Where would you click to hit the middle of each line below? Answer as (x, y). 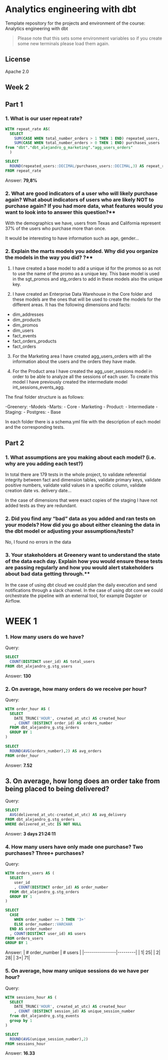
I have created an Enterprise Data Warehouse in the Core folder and (82, 294)
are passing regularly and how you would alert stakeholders (79, 567)
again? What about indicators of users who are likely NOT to (79, 199)
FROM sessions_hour (25, 1044)
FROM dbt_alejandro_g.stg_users (39, 666)
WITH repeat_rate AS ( (28, 129)
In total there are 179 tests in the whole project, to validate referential (76, 474)
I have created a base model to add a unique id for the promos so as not (86, 268)
